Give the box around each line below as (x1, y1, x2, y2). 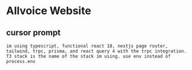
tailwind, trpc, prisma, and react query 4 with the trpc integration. (6, 48, 187, 54)
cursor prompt (6, 28, 61, 38)
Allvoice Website (6, 4, 92, 18)
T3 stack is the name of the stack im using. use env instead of (6, 54, 171, 59)
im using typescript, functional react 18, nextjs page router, (6, 43, 168, 49)
